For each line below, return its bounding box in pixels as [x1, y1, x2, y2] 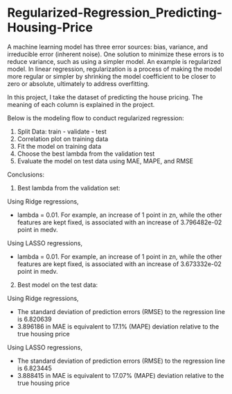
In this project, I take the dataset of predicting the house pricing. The [7, 92, 203, 101]
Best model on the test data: [17, 280, 98, 289]
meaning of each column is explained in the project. [7, 100, 155, 108]
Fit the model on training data [17, 142, 102, 150]
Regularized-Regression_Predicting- [7, 5, 223, 21]
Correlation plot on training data [17, 134, 109, 143]
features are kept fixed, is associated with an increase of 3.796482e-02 [17, 217, 222, 227]
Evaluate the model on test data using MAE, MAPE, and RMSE [17, 156, 194, 165]
